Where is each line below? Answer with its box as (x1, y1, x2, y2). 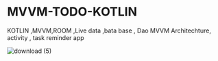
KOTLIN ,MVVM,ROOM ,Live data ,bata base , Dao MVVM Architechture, (7, 26, 211, 35)
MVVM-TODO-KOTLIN (7, 4, 138, 20)
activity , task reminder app (7, 33, 84, 41)
